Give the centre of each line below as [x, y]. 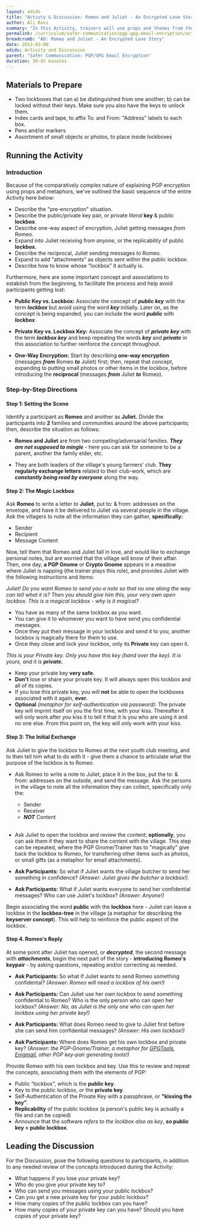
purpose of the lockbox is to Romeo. [50, 762]
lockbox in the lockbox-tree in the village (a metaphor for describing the [94, 913]
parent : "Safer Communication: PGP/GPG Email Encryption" [79, 56]
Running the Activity [45, 155]
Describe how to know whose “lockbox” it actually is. [79, 266]
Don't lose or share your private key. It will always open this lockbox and [103, 680]
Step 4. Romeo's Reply [34, 939]
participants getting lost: [36, 290]
